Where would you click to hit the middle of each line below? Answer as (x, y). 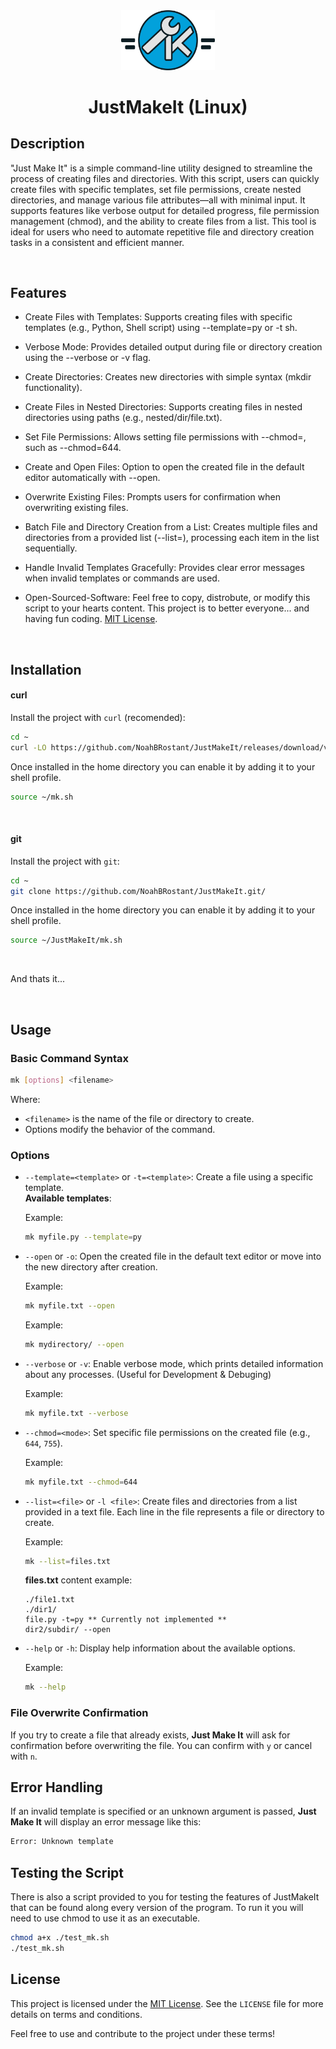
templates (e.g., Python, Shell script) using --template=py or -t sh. (161, 328)
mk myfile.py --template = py (83, 1237)
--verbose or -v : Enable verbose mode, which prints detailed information (174, 1363)
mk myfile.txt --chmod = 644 (81, 1482)
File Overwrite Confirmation (79, 1713)
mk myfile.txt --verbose (76, 1413)
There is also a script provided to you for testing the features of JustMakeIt (165, 1897)
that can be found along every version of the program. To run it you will (157, 1908)
